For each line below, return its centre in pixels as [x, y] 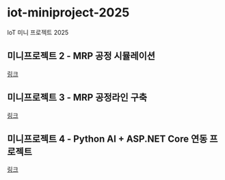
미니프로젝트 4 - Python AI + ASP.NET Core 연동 [107, 139]
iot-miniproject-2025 [68, 13]
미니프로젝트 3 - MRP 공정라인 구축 [77, 98]
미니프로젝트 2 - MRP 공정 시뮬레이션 [81, 56]
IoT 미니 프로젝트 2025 [38, 32]
